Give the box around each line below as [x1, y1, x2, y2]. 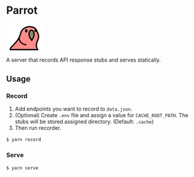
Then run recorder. [14, 124, 61, 132]
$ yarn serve [6, 165, 39, 171]
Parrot [6, 4, 38, 17]
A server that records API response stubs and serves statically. [6, 56, 161, 63]
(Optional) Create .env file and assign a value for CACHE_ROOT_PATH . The [14, 112, 189, 119]
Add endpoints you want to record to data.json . [14, 105, 133, 112]
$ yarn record [6, 137, 42, 143]
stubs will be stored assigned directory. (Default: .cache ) [14, 118, 154, 126]
